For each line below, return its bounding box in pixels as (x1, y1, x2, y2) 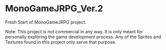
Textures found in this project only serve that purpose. (5, 39, 117, 45)
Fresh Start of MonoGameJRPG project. (5, 19, 86, 25)
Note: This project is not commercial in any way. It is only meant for (5, 28, 143, 34)
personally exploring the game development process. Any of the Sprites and (5, 34, 162, 40)
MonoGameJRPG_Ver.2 (5, 3, 103, 14)
